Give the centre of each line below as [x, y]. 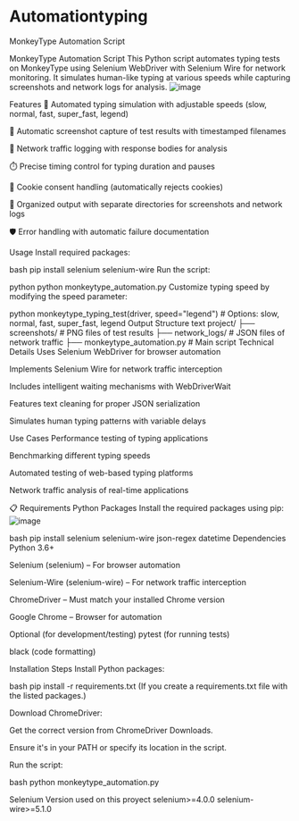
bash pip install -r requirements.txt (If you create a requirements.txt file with [149, 686]
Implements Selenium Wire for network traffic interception [116, 369]
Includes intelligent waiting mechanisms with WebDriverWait [120, 386]
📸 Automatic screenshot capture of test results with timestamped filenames [148, 130]
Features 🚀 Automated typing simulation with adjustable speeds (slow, [138, 104]
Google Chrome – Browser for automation [86, 616]
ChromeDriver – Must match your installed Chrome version [117, 599]
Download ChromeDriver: [56, 713]
